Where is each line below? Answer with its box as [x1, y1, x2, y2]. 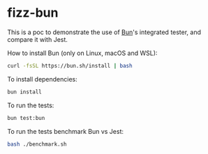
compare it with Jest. [7, 35, 68, 43]
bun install [7, 88, 42, 95]
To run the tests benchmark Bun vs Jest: [7, 127, 124, 135]
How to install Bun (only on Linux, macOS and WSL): [7, 49, 158, 57]
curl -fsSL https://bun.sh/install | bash [7, 62, 133, 69]
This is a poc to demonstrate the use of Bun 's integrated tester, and [7, 28, 201, 36]
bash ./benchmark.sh [7, 141, 68, 148]
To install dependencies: [7, 75, 78, 83]
